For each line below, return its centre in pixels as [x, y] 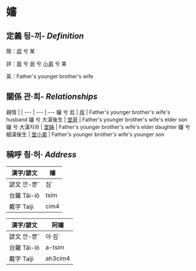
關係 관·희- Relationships [52, 97]
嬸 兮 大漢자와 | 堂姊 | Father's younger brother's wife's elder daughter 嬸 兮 [98, 127]
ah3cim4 [58, 258]
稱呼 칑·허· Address [41, 155]
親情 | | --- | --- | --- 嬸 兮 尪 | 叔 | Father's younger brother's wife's [88, 112]
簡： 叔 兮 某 [21, 51]
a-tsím [55, 247]
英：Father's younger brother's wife [50, 76]
